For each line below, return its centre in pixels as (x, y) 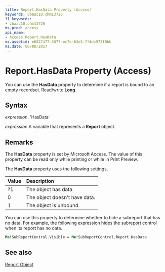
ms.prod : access (22, 28)
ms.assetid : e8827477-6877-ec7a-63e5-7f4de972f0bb (58, 42)
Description (40, 181)
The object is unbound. (53, 205)
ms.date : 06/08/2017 (26, 46)
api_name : (15, 33)
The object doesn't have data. (61, 197)
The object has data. (50, 190)
